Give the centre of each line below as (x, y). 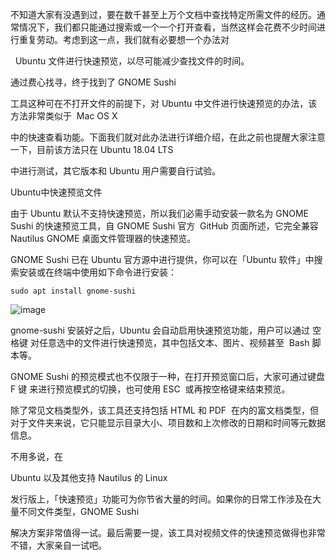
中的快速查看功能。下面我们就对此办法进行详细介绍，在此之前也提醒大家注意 (168, 137)
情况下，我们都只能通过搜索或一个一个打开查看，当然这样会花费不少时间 (167, 27)
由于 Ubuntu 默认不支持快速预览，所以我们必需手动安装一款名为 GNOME (159, 213)
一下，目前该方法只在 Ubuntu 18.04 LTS (92, 149)
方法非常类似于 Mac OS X (64, 116)
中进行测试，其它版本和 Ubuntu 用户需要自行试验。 (116, 171)
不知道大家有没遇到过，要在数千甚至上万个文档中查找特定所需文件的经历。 (163, 14)
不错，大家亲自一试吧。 (58, 545)
